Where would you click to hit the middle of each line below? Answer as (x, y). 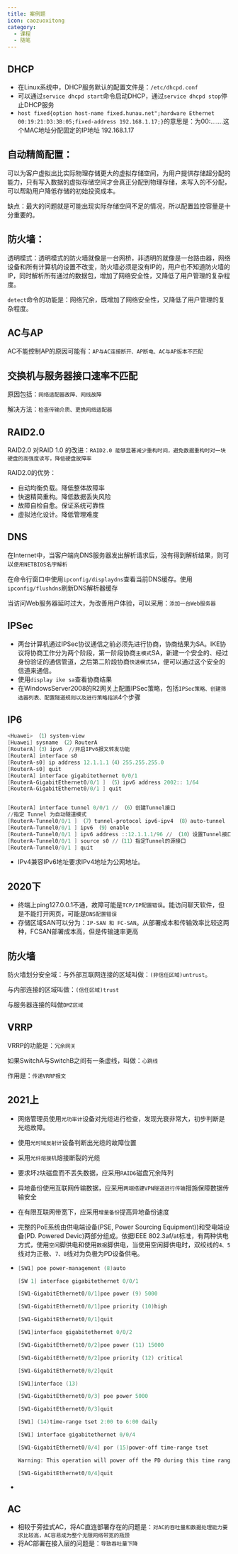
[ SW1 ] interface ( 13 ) (48, 1384)
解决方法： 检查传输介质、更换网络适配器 (60, 410)
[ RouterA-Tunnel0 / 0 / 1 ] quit (50, 848)
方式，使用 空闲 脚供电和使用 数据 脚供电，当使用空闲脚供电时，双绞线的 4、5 (124, 1244)
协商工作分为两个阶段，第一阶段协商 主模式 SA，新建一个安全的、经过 (129, 652)
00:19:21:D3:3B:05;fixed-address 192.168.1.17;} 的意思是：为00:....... (120, 121)
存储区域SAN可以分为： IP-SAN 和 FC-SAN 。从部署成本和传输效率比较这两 (124, 923)
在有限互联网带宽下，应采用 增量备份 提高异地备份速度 (93, 1212)
